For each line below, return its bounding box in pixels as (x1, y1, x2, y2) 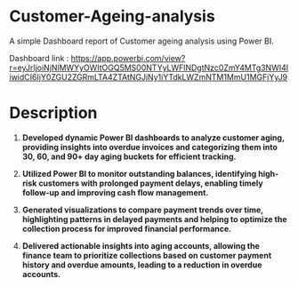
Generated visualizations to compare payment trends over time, (21, 204, 264, 215)
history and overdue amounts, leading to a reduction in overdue (21, 259, 262, 270)
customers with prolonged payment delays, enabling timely (38, 178, 264, 188)
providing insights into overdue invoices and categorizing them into (21, 141, 278, 152)
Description (9, 103, 98, 124)
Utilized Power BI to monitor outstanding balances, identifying (21, 168, 257, 179)
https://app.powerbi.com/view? (70, 52, 186, 63)
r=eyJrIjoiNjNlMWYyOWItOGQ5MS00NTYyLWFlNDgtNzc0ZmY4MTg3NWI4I (9, 62, 289, 73)
